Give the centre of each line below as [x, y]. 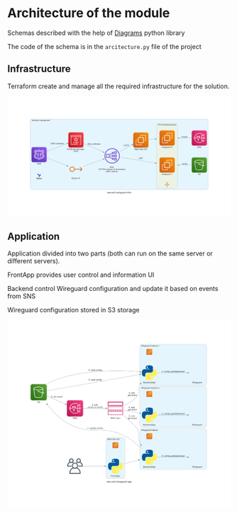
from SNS [22, 296]
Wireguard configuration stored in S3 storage [73, 310]
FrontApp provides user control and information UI [81, 275]
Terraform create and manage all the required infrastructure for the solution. [118, 86]
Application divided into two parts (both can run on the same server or [110, 253]
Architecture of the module [89, 13]
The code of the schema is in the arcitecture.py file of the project [104, 46]
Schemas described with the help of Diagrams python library [96, 33]
